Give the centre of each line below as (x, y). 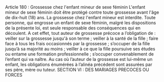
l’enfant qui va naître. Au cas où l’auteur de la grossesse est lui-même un (79, 59)
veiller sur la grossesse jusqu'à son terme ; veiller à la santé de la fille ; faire (82, 38)
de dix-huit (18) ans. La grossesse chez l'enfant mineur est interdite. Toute (81, 17)
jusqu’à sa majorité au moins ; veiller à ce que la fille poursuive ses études (80, 49)
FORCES (14, 75)
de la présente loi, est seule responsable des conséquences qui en (73, 28)
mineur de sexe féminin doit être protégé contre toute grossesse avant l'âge (82, 12)
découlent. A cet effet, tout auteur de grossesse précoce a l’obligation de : (81, 33)
